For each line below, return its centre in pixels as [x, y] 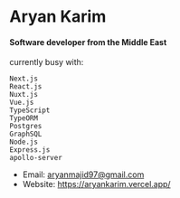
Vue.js [22, 103]
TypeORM [24, 118]
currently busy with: [47, 62]
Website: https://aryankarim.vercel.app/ [96, 184]
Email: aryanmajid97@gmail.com [83, 174]
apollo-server [36, 158]
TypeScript [30, 110]
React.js [26, 87]
